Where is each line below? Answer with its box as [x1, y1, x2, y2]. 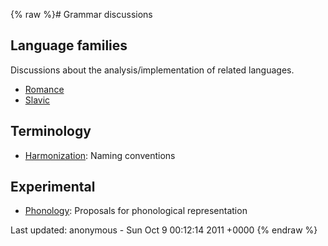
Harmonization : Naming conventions [24, 149, 176, 161]
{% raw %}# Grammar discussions [10, 9, 153, 20]
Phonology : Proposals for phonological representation [24, 205, 248, 217]
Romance [24, 83, 65, 95]
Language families [10, 37, 128, 54]
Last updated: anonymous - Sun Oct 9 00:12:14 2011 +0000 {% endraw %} [10, 224, 318, 236]
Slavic [24, 94, 51, 106]
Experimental [10, 179, 96, 196]
